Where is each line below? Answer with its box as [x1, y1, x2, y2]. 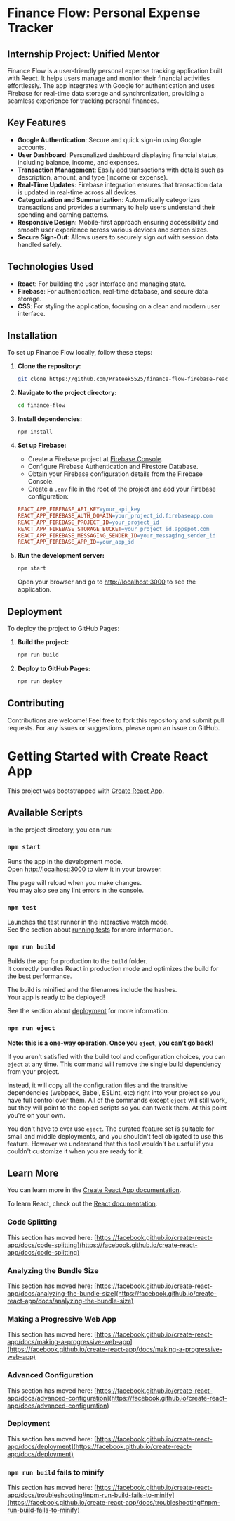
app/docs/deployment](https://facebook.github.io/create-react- [7, 1442, 192, 1451]
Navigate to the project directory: [17, 389, 117, 397]
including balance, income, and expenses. [17, 158, 140, 166]
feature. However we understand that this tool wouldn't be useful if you [7, 1139, 213, 1148]
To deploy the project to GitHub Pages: [7, 625, 120, 632]
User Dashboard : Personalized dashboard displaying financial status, [17, 150, 219, 159]
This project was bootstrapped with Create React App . [7, 787, 165, 795]
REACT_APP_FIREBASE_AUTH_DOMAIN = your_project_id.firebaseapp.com [17, 512, 213, 519]
